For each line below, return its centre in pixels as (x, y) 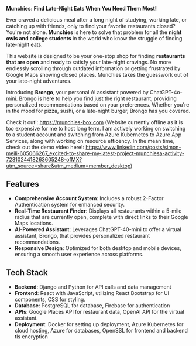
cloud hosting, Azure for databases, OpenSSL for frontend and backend (101, 330)
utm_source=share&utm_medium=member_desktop (68, 166)
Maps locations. (34, 223)
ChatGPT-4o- (166, 92)
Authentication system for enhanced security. (69, 204)
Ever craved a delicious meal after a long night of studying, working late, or (97, 20)
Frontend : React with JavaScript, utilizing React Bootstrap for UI (92, 293)
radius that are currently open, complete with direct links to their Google (101, 217)
